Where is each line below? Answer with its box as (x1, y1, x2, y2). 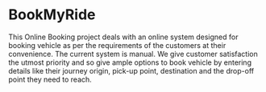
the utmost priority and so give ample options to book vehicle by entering (8, 58, 252, 67)
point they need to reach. (8, 74, 93, 84)
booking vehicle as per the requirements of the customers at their (8, 40, 227, 50)
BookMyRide (8, 6, 96, 24)
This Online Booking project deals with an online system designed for (8, 32, 239, 42)
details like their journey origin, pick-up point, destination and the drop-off (8, 66, 255, 75)
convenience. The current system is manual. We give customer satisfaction (8, 49, 258, 58)
